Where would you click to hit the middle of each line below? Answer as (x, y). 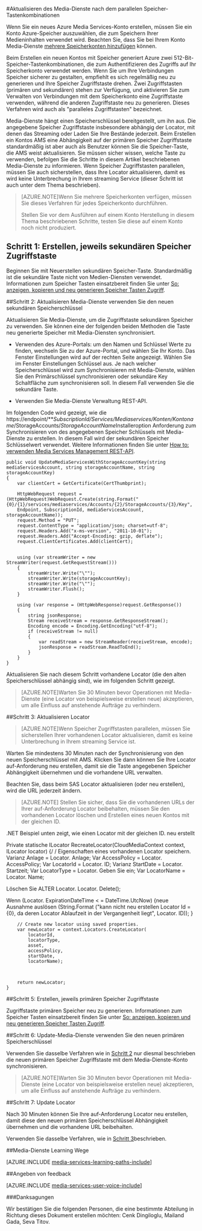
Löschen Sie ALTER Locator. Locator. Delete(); (64, 889)
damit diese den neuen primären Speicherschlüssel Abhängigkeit (87, 1120)
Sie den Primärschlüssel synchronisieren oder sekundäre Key (91, 376)
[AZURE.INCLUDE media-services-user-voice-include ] (74, 1185)
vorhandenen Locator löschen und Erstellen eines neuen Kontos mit (105, 815)
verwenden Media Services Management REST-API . (71, 451)
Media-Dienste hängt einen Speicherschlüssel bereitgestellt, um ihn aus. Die (101, 121)
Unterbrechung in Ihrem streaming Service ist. (78, 741)
